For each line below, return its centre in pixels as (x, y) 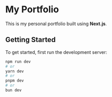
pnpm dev (15, 81)
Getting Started (31, 40)
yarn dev (15, 71)
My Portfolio (32, 9)
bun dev (14, 90)
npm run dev (18, 62)
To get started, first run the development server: (56, 52)
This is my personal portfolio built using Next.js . (56, 24)
